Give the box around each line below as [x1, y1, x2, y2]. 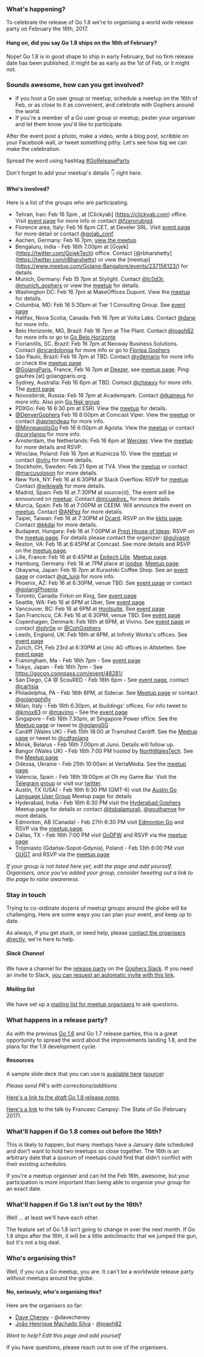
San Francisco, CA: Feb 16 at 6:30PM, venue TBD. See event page [15, 612, 181, 619]
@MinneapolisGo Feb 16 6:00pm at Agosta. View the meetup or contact [15, 424, 195, 431]
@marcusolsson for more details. [15, 469, 98, 476]
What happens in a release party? [6, 1016, 108, 1024]
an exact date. [6, 1185, 42, 1193]
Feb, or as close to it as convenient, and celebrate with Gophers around [15, 101, 194, 108]
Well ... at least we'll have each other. [6, 1214, 99, 1221]
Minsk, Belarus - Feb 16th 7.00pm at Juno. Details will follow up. [15, 741, 175, 748]
